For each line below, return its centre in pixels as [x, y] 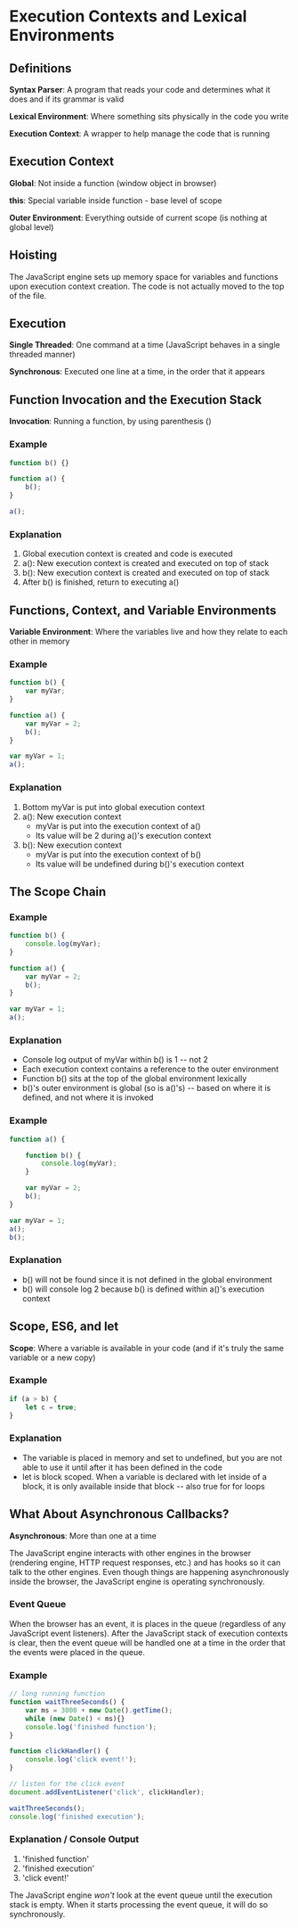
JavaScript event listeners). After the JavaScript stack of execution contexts [149, 1633]
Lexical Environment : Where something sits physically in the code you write [149, 116]
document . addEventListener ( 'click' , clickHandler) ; [107, 1792]
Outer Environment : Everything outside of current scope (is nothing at [138, 217]
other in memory [40, 641]
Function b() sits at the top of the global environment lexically [134, 1079]
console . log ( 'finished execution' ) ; [77, 1817]
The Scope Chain [58, 892]
